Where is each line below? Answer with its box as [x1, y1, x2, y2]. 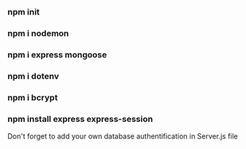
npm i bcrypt [7, 92, 58, 103]
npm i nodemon [7, 27, 69, 38]
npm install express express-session [7, 113, 153, 124]
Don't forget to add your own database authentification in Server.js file [7, 131, 238, 141]
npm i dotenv [7, 70, 60, 81]
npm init [7, 6, 41, 18]
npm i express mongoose [7, 49, 107, 60]
